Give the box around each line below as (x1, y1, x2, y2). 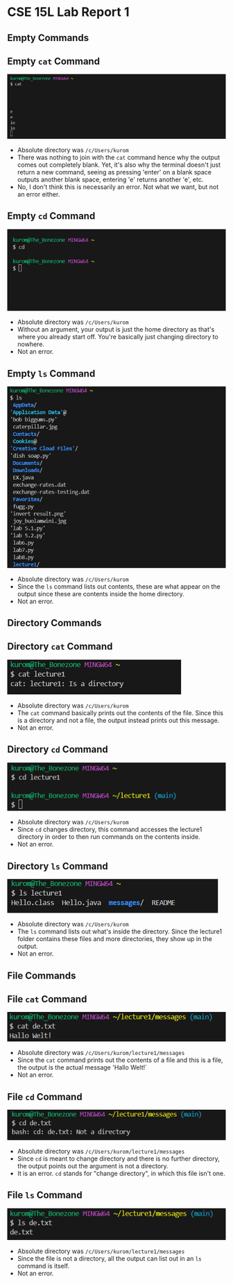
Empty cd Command (7, 210, 96, 222)
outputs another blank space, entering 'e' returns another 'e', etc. (17, 175, 204, 183)
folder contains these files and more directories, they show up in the (17, 935, 213, 943)
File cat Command (7, 993, 87, 1005)
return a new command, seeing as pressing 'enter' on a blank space (17, 167, 212, 176)
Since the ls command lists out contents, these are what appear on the (17, 582, 221, 591)
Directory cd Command (7, 744, 109, 755)
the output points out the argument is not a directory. (17, 1161, 169, 1170)
